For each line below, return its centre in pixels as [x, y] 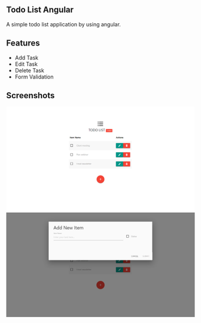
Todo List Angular [40, 10]
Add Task [27, 58]
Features [23, 43]
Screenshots [31, 96]
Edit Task [26, 64]
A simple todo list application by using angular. [64, 24]
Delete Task [30, 70]
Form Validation [34, 77]
